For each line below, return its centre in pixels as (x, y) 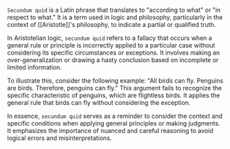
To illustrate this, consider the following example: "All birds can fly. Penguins (115, 81)
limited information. (34, 67)
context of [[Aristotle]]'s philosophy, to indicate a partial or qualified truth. (112, 24)
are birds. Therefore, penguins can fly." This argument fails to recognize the (115, 88)
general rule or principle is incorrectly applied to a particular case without (111, 45)
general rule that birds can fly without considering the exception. (99, 102)
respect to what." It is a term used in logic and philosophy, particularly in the (115, 17)
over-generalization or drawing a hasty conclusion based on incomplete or (113, 60)
